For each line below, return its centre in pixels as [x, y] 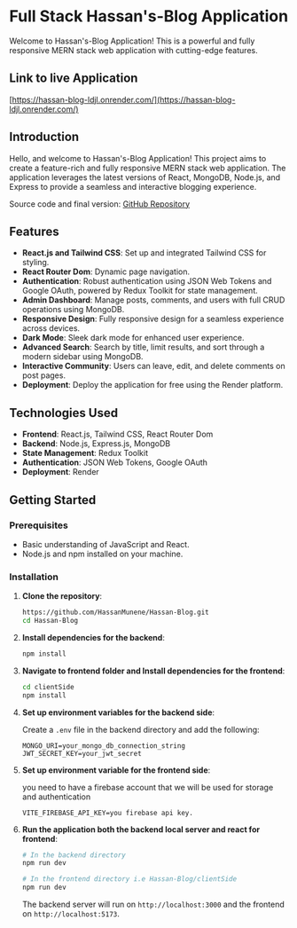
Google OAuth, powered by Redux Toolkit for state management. [140, 291]
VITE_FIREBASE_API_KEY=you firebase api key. [107, 813]
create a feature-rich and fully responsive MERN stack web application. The [148, 168]
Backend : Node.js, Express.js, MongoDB [96, 444]
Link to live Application [74, 79]
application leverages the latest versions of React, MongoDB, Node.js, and [145, 177]
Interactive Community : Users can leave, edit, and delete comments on [153, 366]
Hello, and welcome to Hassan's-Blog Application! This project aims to [138, 158]
